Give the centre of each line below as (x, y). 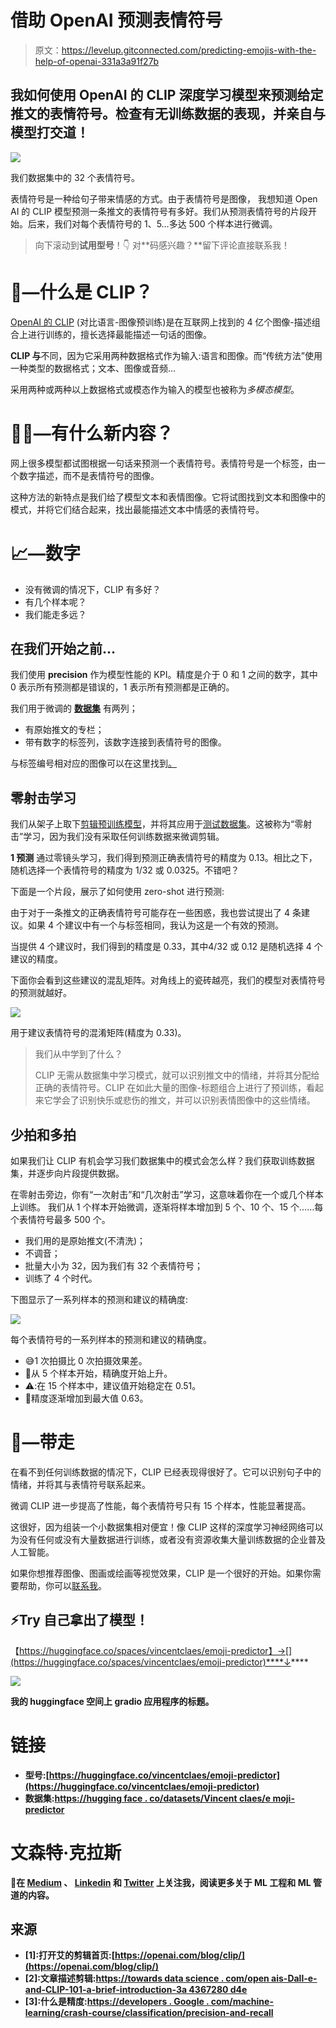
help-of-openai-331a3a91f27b (97, 61)
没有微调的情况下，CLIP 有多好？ (93, 589)
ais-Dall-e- (294, 1978)
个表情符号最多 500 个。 (60, 1219)
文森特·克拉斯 (66, 1852)
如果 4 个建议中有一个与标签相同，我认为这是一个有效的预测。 (155, 925)
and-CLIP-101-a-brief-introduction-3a (106, 1990)
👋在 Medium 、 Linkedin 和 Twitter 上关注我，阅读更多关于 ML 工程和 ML (161, 1882)
